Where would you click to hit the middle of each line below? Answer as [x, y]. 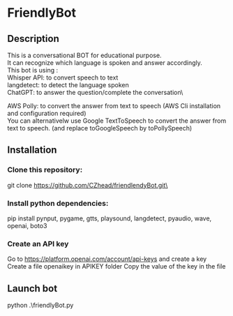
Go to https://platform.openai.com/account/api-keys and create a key [107, 259]
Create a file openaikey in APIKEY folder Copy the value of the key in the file [116, 266]
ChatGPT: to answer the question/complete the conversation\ [95, 92]
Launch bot [32, 288]
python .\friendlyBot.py [40, 306]
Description [33, 39]
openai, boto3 [27, 225]
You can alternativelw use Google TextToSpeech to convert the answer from [117, 121]
